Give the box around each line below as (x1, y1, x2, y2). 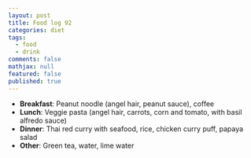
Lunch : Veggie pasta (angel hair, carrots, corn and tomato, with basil (19, 107, 242, 116)
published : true (8, 77, 61, 85)
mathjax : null (8, 63, 55, 71)
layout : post (8, 11, 51, 20)
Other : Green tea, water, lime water (19, 141, 135, 150)
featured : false (8, 70, 61, 78)
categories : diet (8, 26, 65, 34)
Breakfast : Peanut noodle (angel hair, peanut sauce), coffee (19, 99, 215, 108)
